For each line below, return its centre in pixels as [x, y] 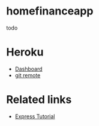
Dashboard [29, 69]
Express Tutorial [35, 116]
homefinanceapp [50, 11]
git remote [28, 75]
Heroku [25, 52]
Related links [39, 100]
